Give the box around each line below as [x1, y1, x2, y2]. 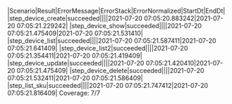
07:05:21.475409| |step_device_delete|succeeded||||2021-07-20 [16, 67, 204, 74]
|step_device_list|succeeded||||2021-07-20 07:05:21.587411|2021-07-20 [7, 37, 216, 45]
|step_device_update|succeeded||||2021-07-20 [7, 59, 145, 67]
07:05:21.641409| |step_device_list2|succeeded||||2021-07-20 [7, 44, 188, 52]
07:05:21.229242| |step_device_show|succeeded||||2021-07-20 [16, 22, 202, 30]
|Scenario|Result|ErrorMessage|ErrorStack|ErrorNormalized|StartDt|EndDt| [7, 7, 226, 15]
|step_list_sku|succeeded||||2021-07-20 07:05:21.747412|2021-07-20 [7, 82, 208, 89]
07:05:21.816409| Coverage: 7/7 [7, 89, 101, 97]
